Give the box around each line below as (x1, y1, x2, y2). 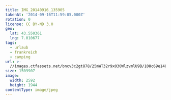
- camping (10, 54, 31, 60)
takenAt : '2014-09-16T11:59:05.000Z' (5, 12, 85, 17)
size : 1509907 (5, 69, 36, 74)
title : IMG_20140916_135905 (5, 7, 65, 13)
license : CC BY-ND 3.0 (5, 21, 53, 27)
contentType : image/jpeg (5, 87, 58, 92)
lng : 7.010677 (10, 36, 40, 41)
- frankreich (10, 49, 38, 55)
